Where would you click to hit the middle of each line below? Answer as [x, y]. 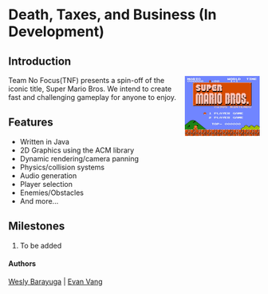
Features [31, 123]
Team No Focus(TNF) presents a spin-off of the [87, 80]
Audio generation [48, 175]
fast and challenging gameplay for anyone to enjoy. [93, 97]
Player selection [46, 184]
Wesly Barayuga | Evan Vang [55, 281]
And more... [39, 201]
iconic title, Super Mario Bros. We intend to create [90, 89]
